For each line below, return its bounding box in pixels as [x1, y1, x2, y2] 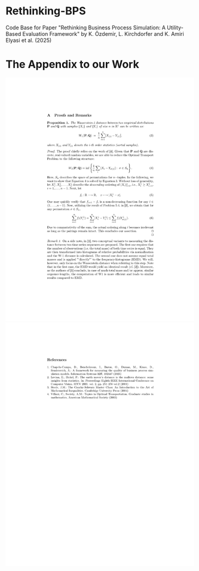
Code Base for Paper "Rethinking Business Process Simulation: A [5, 24, 166, 31]
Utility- [166, 24, 183, 31]
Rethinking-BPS [5, 4, 86, 18]
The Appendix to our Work [5, 58, 140, 71]
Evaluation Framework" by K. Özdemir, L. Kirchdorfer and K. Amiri [22, 30, 185, 37]
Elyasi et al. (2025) [5, 36, 52, 44]
